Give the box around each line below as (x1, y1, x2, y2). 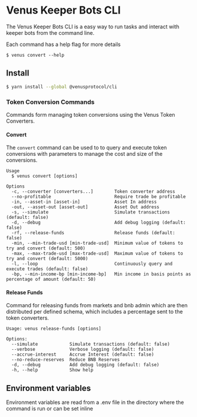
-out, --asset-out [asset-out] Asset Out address (11, 204, 160, 210)
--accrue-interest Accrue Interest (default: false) (11, 352, 155, 357)
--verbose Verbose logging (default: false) (11, 346, 155, 353)
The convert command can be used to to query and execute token (6, 144, 167, 151)
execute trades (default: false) (6, 266, 88, 272)
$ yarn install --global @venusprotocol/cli (6, 84, 117, 90)
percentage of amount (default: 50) (6, 277, 96, 283)
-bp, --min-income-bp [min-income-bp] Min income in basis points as (11, 271, 192, 277)
